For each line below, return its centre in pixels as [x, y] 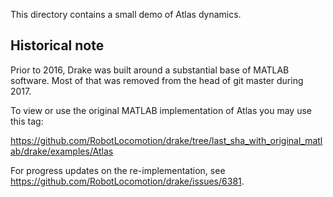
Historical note [57, 45]
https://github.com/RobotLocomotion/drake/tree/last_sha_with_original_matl [166, 140]
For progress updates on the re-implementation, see [118, 170]
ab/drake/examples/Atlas [62, 151]
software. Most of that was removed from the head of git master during [157, 80]
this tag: [27, 121]
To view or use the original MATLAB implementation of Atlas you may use [161, 110]
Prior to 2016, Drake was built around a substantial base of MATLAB [150, 70]
